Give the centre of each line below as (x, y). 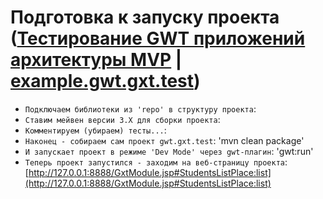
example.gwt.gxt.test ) (105, 81)
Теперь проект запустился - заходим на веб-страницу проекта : (156, 162)
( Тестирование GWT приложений (158, 38)
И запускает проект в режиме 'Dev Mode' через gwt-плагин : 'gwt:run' (169, 151)
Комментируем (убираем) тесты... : (95, 130)
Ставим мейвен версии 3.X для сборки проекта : (122, 119)
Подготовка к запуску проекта (145, 17)
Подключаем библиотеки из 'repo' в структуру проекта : (140, 108)
